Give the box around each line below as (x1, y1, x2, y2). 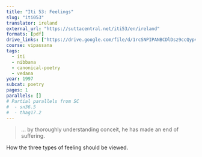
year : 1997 (6, 76, 34, 82)
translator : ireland (6, 20, 58, 26)
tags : (6, 48, 20, 54)
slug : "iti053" (6, 14, 44, 20)
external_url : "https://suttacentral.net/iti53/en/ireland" (6, 25, 161, 32)
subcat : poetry (6, 82, 44, 88)
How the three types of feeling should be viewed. (6, 144, 129, 151)
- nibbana (11, 59, 36, 65)
